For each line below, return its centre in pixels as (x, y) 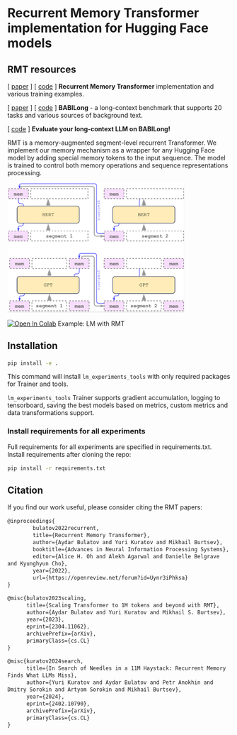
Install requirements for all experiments (76, 431)
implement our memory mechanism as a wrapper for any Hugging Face (111, 150)
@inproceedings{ (31, 521)
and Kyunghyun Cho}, (38, 564)
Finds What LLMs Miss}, (42, 675)
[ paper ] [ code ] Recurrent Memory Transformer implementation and (111, 86)
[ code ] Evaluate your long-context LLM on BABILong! (89, 129)
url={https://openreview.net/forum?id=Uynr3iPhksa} (111, 578)
